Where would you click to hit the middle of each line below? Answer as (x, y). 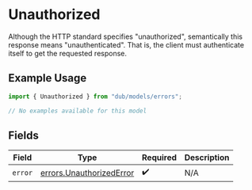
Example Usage (48, 78)
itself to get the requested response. (68, 53)
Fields (24, 135)
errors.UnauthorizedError (87, 173)
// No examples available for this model (78, 111)
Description (207, 158)
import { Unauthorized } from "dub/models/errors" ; (95, 97)
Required (159, 158)
